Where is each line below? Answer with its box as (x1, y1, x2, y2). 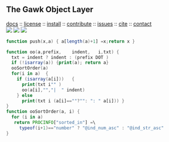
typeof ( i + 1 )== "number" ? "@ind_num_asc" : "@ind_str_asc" (19, 125, 164, 131)
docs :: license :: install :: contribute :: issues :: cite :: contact (6, 20, 152, 27)
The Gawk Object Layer (6, 5, 94, 15)
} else (16, 92, 33, 98)
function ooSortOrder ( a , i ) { (6, 109, 80, 115)
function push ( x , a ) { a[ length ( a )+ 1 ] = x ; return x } (6, 38, 136, 44)
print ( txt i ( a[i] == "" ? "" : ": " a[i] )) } (21, 98, 125, 104)
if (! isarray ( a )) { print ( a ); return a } (11, 60, 109, 66)
